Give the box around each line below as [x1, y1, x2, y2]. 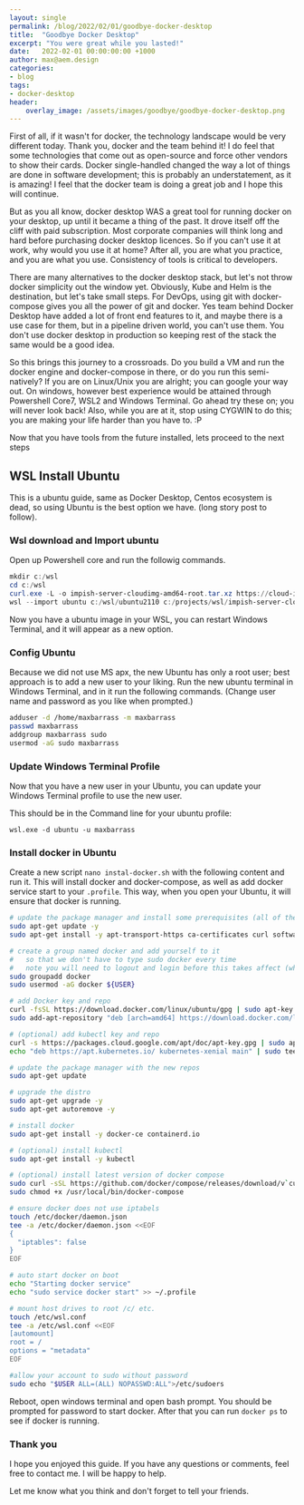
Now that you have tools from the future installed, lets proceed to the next [9, 432, 285, 443]
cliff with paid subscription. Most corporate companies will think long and [9, 226, 283, 237]
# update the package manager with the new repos [9, 1063, 201, 1073]
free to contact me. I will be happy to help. [9, 1468, 167, 1479]
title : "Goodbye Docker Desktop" [9, 30, 140, 39]
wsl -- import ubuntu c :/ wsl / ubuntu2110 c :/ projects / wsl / [9, 597, 229, 607]
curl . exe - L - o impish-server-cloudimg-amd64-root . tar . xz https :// [9, 589, 270, 598]
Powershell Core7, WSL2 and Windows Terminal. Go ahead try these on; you [9, 395, 294, 406]
